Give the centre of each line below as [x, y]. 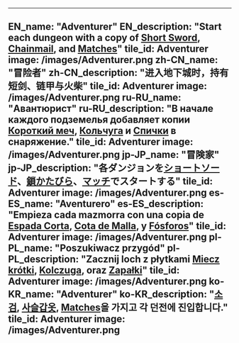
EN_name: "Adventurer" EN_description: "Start [115, 27]
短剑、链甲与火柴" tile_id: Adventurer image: [108, 86]
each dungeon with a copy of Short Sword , [104, 38]
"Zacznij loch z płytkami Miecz [151, 259]
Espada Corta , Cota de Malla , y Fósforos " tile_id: [117, 226]
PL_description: [44, 259]
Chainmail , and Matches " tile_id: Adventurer [108, 49]
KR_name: [31, 294]
